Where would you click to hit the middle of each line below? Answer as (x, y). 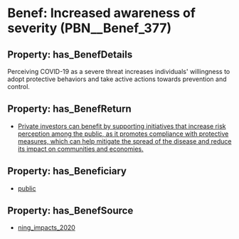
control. (19, 86)
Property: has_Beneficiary (67, 171)
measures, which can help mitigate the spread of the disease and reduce (124, 141)
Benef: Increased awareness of (101, 13)
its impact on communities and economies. (80, 149)
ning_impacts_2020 (47, 228)
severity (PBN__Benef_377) (90, 28)
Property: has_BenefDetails (70, 54)
